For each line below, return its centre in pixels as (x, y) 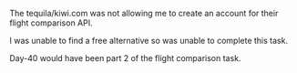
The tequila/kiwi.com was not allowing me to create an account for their (144, 13)
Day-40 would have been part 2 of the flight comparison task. (125, 58)
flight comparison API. (51, 23)
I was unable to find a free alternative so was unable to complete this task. (149, 41)
